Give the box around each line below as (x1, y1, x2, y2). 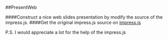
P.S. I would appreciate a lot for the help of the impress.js (5, 29, 127, 35)
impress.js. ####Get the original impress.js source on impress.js (5, 20, 141, 25)
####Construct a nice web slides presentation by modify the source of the (5, 14, 163, 20)
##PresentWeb (5, 5, 37, 10)
